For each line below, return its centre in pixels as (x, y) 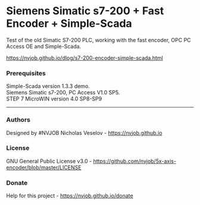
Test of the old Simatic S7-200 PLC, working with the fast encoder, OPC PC (99, 40)
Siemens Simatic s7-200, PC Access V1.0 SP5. (63, 93)
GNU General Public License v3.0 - (49, 161)
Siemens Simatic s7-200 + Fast (85, 11)
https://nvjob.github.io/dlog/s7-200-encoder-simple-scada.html (85, 58)
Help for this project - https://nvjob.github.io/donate (70, 196)
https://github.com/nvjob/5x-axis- (135, 161)
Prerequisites (26, 73)
